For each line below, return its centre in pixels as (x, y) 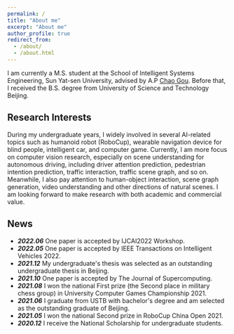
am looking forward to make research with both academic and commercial (115, 194)
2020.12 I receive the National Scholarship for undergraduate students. (120, 323)
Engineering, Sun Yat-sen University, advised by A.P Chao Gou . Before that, (117, 80)
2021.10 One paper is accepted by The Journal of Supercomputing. (115, 278)
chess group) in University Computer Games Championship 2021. (112, 293)
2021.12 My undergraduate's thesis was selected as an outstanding (115, 263)
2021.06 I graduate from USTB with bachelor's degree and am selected (121, 300)
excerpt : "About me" (37, 27)
